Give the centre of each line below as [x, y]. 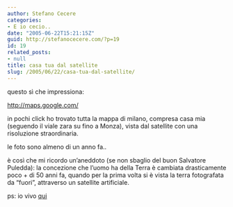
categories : [24, 20]
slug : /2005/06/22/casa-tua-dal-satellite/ [71, 72]
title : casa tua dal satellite [53, 65]
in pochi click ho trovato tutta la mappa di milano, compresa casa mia [106, 118]
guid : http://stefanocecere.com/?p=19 [63, 40]
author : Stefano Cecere [42, 14]
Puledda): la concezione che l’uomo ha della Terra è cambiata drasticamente [117, 167]
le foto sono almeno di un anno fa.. [57, 147]
